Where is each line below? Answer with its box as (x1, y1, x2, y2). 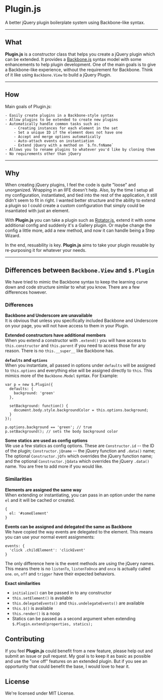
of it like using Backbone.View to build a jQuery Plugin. (5, 72, 112, 77)
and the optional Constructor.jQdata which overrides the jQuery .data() (5, 458, 149, 464)
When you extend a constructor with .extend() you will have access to (5, 338, 147, 343)
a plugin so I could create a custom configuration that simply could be (5, 203, 145, 208)
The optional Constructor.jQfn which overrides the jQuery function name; (5, 453, 153, 459)
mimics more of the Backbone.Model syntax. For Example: (5, 373, 118, 378)
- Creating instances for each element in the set (14, 126, 118, 131)
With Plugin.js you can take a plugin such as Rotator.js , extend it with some (5, 217, 156, 223)
